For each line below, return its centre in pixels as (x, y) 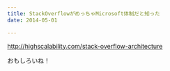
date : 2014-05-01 (32, 20)
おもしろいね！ (29, 61)
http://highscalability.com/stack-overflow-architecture (85, 46)
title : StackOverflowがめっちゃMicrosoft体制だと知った (84, 14)
